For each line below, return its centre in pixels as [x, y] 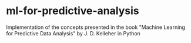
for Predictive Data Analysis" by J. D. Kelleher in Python [73, 33]
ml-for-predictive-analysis [73, 11]
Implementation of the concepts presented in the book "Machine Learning [95, 27]
